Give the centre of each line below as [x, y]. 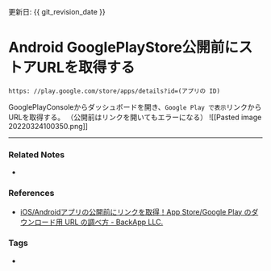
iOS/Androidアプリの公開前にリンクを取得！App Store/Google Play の [135, 211]
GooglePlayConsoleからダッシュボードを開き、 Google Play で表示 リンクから [135, 106]
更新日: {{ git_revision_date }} [57, 12]
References [31, 194]
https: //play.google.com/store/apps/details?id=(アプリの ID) [114, 91]
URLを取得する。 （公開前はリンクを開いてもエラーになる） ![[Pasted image [135, 117]
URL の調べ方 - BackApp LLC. [114, 222]
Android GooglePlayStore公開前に [124, 48]
